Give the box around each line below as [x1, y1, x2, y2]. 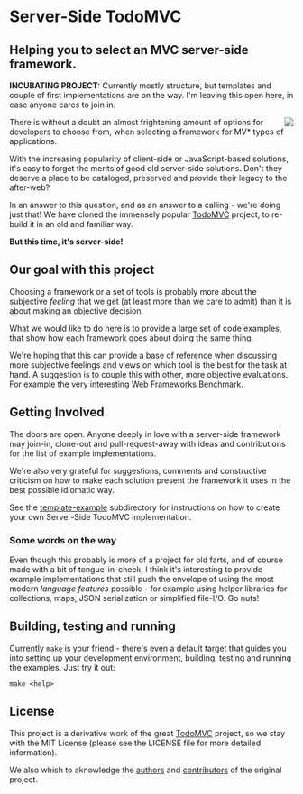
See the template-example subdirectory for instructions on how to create [9, 502, 280, 513]
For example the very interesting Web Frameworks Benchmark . [9, 379, 243, 389]
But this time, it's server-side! [9, 236, 124, 247]
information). [9, 746, 58, 758]
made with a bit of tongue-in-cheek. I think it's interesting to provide [9, 563, 263, 574]
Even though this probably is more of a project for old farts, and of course [9, 554, 284, 565]
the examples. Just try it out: [9, 662, 115, 672]
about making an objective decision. [9, 305, 144, 316]
